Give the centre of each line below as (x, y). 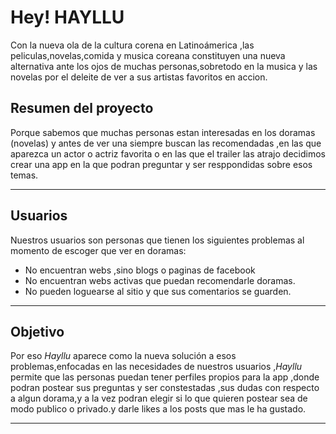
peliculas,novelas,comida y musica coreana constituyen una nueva (148, 55)
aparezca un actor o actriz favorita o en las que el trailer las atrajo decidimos (168, 153)
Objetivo (37, 331)
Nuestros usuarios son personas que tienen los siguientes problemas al (157, 240)
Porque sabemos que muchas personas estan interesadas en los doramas (163, 132)
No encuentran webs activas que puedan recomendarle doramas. (160, 280)
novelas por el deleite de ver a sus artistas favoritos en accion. (139, 77)
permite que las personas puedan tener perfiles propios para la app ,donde (165, 377)
